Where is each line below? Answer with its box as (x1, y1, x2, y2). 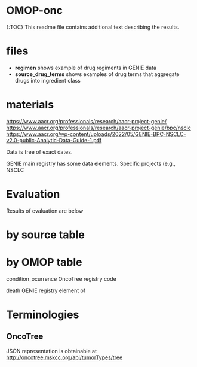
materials (6, 98, 54, 111)
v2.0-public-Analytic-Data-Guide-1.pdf (6, 137, 102, 144)
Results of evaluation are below (6, 207, 84, 214)
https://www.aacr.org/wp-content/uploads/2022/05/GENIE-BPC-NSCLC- (6, 130, 186, 138)
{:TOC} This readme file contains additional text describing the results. (6, 23, 180, 31)
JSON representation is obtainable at (6, 347, 97, 354)
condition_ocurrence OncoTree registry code (6, 275, 116, 282)
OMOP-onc (6, 4, 63, 17)
